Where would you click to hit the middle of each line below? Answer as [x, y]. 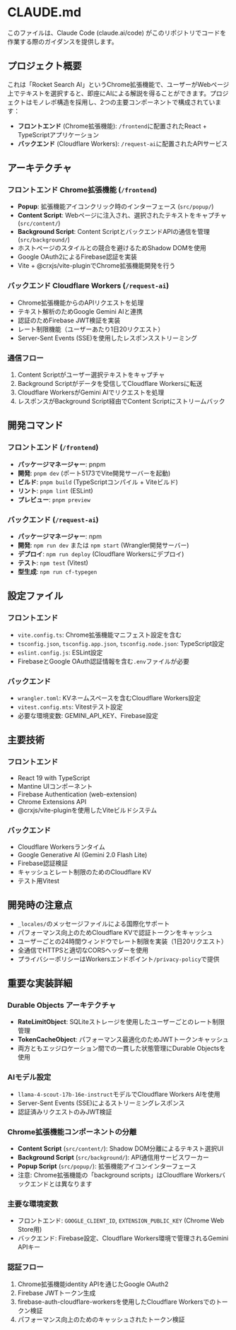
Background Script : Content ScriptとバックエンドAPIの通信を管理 [114, 232]
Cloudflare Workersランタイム [61, 847]
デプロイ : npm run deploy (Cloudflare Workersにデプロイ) [101, 554]
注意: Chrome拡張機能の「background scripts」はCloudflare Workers [118, 1175]
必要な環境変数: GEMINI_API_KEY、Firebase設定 [88, 716]
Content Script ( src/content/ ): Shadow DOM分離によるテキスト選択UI [120, 1148]
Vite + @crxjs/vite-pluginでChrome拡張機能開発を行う [96, 266]
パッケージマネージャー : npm [60, 536]
